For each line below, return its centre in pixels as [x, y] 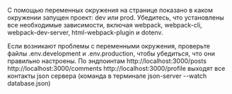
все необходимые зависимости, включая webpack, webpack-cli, [105, 25]
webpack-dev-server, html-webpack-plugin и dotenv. [85, 32]
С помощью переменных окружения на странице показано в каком [110, 10]
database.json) [29, 83]
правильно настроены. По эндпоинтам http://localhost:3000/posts [107, 61]
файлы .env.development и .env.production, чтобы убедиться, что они [111, 53]
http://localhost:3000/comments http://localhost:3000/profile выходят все [116, 68]
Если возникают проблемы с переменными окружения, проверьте [109, 46]
